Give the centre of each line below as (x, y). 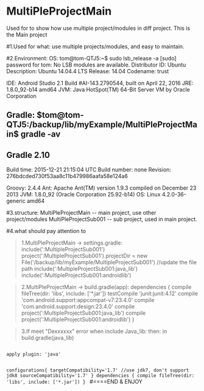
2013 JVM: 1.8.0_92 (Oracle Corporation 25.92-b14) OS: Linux (83, 195)
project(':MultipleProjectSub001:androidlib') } (78, 320)
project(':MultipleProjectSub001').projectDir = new (84, 256)
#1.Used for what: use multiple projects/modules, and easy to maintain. (95, 46)
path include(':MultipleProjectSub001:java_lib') (79, 269)
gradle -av (40, 135)
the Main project (27, 34)
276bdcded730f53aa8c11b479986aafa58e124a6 (67, 176)
